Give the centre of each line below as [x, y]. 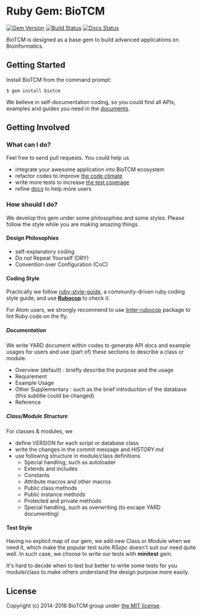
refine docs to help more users [53, 189]
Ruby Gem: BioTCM [56, 11]
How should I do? [32, 205]
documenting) [41, 514]
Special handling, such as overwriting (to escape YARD [92, 507]
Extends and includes [51, 469]
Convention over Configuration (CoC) [62, 264]
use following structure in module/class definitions [77, 456]
